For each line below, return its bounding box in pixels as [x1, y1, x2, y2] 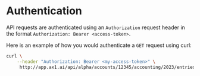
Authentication [6, 4, 82, 18]
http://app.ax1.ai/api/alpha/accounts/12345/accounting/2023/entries [19, 64, 196, 70]
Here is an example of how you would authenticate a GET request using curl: [6, 42, 192, 49]
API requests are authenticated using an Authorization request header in [6, 24, 186, 31]
